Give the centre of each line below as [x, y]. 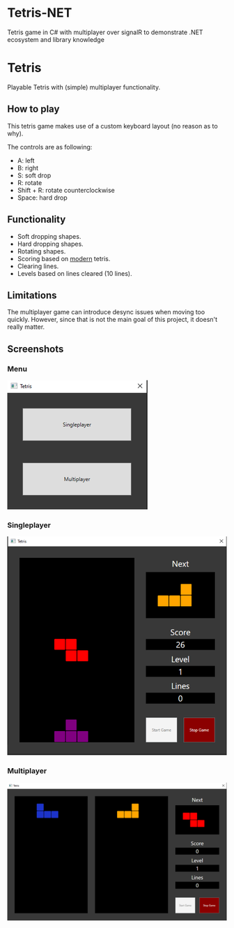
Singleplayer [29, 525]
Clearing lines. [38, 266]
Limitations [32, 295]
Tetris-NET [40, 13]
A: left [26, 160]
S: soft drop [34, 175]
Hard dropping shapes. [50, 244]
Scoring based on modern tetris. [64, 258]
